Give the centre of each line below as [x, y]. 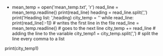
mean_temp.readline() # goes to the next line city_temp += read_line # [84, 28]
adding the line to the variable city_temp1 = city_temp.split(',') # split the [85, 33]
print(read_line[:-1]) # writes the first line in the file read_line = [75, 23]
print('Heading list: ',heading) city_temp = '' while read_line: [73, 18]
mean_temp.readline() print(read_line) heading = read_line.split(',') [80, 12]
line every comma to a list [38, 39]
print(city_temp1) [22, 48]
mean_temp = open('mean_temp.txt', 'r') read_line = [65, 7]
